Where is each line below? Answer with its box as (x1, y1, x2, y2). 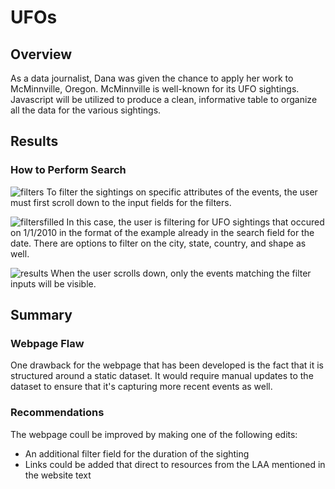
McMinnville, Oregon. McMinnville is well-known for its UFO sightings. (10, 83, 300, 95)
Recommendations (10, 406, 105, 420)
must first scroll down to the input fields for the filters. (10, 196, 232, 208)
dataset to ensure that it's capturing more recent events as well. (10, 381, 273, 393)
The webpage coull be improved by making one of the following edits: (10, 428, 298, 440)
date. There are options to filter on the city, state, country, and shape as (10, 237, 307, 249)
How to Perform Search (10, 163, 127, 177)
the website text (24, 469, 92, 481)
